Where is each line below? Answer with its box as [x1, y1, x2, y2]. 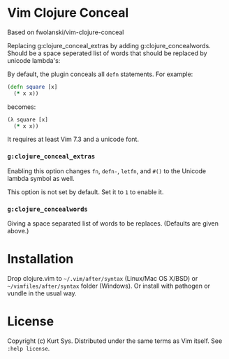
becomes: [7, 103, 36, 111]
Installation [7, 251, 74, 267]
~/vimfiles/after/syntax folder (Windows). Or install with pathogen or [7, 281, 211, 290]
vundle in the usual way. [7, 288, 77, 298]
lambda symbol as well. [7, 174, 75, 182]
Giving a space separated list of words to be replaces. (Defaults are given [7, 219, 219, 228]
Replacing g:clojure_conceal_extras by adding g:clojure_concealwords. [7, 41, 211, 50]
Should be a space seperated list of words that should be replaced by [7, 49, 207, 57]
